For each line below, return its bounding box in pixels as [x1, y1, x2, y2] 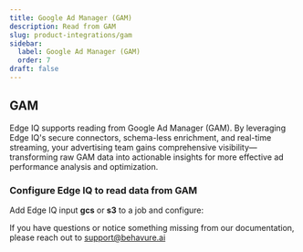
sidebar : [9, 38, 43, 48]
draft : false [9, 65, 59, 74]
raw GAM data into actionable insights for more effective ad [59, 152, 285, 163]
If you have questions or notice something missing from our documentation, [9, 222, 295, 233]
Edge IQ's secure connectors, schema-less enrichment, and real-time [9, 131, 272, 142]
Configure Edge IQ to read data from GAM [9, 184, 198, 196]
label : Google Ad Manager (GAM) [17, 47, 141, 57]
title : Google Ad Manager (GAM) [9, 13, 132, 23]
